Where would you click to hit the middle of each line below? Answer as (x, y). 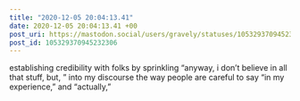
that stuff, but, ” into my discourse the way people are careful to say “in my (147, 78)
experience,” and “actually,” (60, 87)
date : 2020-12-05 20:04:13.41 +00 (74, 26)
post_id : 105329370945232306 (63, 42)
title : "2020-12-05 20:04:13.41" (71, 17)
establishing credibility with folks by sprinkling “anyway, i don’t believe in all (148, 68)
